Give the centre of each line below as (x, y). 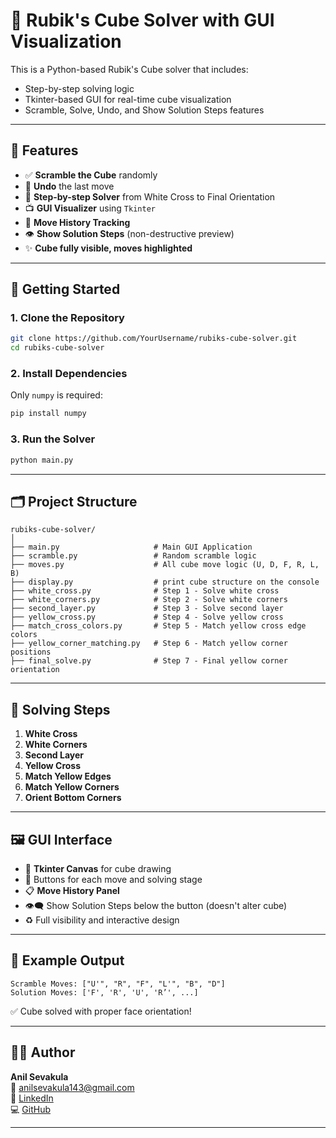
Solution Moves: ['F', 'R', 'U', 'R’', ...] (104, 992)
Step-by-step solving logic (79, 88)
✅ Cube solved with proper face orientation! (101, 1011)
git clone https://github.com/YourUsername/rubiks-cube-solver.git (154, 339)
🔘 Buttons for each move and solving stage (113, 879)
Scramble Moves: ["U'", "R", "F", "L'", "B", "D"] (118, 984)
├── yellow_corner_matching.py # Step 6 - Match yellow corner (149, 644)
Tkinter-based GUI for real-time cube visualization (128, 99)
